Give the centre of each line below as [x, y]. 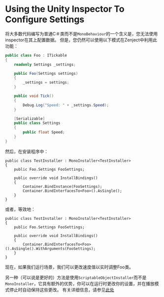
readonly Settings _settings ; [45, 64]
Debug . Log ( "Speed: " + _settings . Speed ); [66, 105]
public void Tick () [34, 96]
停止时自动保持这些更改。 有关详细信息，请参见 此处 [62, 290]
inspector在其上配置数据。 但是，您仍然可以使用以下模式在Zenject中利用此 [81, 40]
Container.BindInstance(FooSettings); [63, 186]
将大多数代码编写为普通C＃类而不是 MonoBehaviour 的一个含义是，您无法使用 [82, 33]
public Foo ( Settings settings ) [46, 73]
